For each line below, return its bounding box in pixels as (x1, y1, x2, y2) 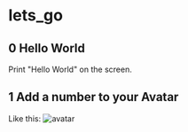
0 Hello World (8, 41, 85, 56)
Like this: (8, 113, 42, 124)
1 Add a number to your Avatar (8, 89, 179, 105)
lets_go (8, 5, 64, 26)
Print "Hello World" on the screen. (8, 64, 132, 74)
